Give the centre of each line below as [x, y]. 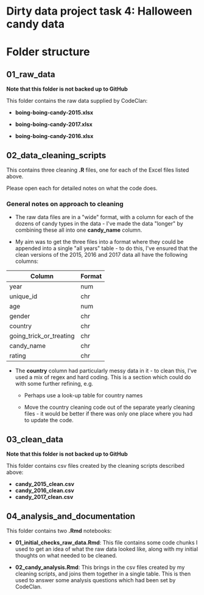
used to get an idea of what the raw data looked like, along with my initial [107, 549]
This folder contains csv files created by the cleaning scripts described [95, 466]
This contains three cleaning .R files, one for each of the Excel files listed [98, 170]
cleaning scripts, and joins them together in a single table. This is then [103, 574]
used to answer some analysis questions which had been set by [95, 580]
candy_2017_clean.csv [44, 497]
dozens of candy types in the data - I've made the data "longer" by [99, 224]
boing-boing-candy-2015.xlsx [54, 113]
